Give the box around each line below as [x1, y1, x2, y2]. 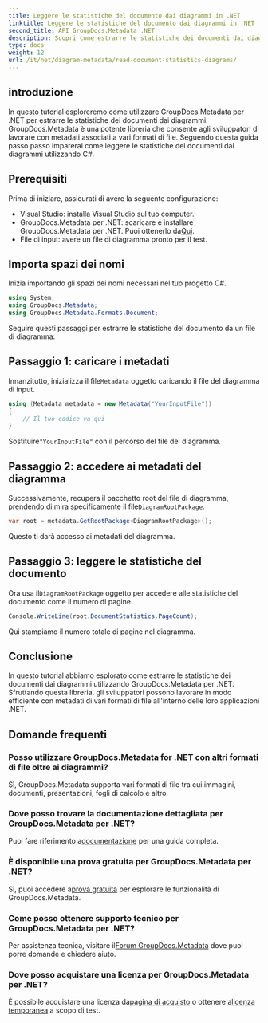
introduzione [8, 85, 73, 100]
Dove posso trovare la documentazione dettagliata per [8, 809, 223, 820]
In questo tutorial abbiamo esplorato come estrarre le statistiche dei [8, 671, 231, 680]
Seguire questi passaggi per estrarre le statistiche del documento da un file [8, 323, 256, 332]
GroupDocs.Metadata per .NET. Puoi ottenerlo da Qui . [19, 226, 195, 235]
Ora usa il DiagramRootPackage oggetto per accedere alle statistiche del [8, 588, 238, 598]
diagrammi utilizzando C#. [8, 149, 95, 159]
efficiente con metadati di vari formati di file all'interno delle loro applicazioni [8, 696, 260, 706]
